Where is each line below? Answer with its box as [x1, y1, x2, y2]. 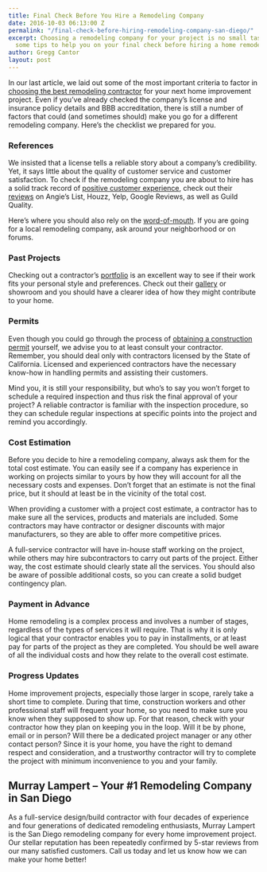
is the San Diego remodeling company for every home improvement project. [8, 829, 257, 839]
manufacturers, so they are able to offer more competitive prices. [8, 530, 222, 539]
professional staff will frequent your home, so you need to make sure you [8, 705, 248, 714]
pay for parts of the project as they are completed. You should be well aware [8, 642, 260, 652]
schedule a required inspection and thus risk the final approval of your [8, 391, 238, 401]
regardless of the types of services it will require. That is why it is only [8, 625, 238, 635]
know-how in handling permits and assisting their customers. [8, 368, 208, 377]
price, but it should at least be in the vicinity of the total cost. [8, 489, 207, 498]
